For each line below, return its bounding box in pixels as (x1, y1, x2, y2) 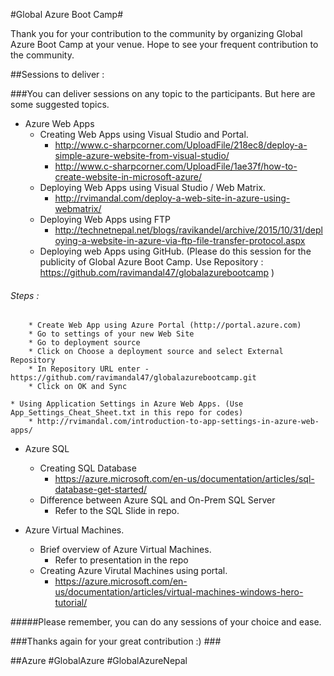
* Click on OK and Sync (28, 382, 128, 392)
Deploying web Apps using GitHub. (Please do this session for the (39, 245, 312, 257)
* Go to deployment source (28, 338, 141, 348)
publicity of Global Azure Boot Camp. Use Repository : (39, 256, 264, 268)
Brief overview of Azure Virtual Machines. (39, 544, 212, 556)
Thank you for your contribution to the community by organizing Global (10, 28, 303, 39)
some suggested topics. (10, 99, 110, 110)
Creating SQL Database (39, 462, 137, 474)
